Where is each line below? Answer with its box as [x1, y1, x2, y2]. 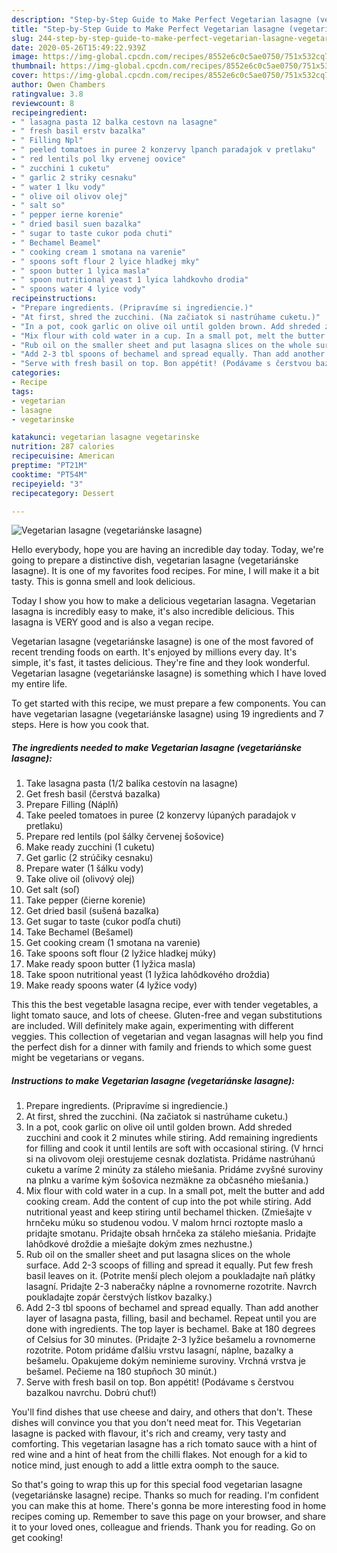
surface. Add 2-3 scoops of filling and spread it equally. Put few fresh [25, 1259, 314, 1271]
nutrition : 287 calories [11, 442, 115, 452]
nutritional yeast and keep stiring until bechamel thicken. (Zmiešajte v [25, 1206, 313, 1218]
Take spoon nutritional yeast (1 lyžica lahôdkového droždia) [25, 969, 271, 981]
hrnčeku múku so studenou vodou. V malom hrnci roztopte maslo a [25, 1217, 304, 1229]
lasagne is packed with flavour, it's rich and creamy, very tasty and [11, 1427, 287, 1440]
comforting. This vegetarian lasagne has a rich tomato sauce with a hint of [11, 1438, 318, 1450]
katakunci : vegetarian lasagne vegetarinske [11, 432, 200, 443]
